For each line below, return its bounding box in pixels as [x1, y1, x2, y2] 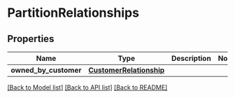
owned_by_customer [10, 65, 82, 75]
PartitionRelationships [7, 5, 140, 21]
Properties [7, 33, 55, 45]
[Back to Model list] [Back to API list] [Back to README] [7, 83, 168, 92]
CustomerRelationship [88, 65, 165, 75]
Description [171, 54, 211, 63]
